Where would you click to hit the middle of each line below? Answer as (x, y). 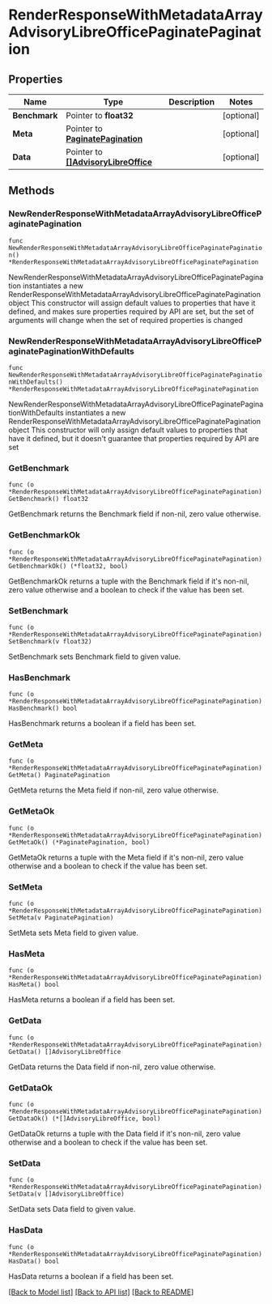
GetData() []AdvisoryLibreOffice (65, 1051)
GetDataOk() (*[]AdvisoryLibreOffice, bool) (85, 1119)
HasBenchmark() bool (43, 709)
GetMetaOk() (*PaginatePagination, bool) (79, 842)
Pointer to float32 (100, 115)
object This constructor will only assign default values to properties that (128, 430)
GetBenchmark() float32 (49, 499)
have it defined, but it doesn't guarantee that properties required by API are (134, 438)
